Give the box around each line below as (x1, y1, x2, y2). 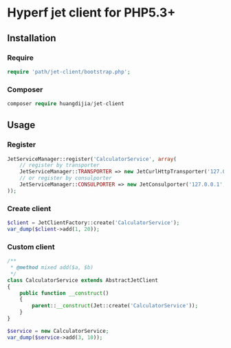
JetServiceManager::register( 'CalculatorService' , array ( (7, 155, 177, 162)
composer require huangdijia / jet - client (7, 100, 125, 107)
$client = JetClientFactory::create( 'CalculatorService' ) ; (7, 219, 180, 226)
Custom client (7, 242, 55, 252)
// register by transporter (19, 162, 100, 169)
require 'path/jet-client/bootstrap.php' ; (7, 68, 131, 75)
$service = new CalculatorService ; (7, 327, 109, 334)
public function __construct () (19, 290, 109, 296)
